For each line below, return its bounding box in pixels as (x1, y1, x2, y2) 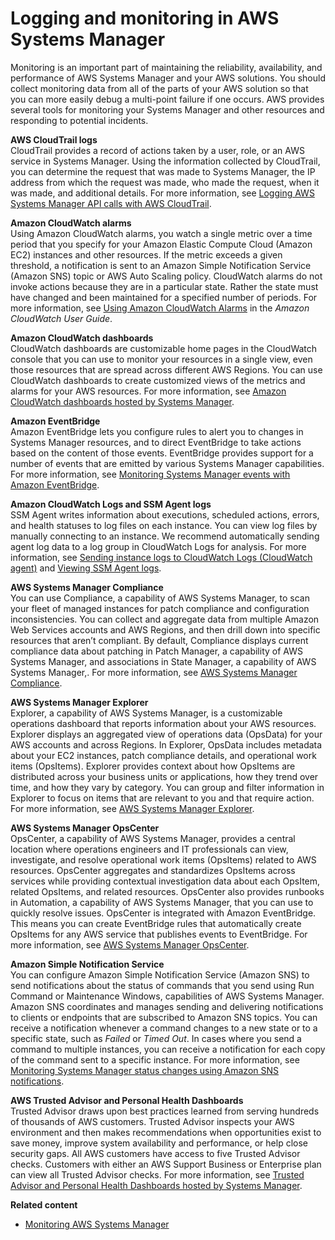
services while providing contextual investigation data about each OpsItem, (10, 875, 321, 887)
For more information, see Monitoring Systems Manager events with (10, 468, 291, 480)
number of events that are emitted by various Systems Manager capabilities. (10, 457, 325, 469)
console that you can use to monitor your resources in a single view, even (10, 353, 313, 365)
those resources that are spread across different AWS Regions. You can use (10, 363, 323, 376)
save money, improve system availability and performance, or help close (10, 1137, 309, 1149)
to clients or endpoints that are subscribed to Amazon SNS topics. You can (10, 1011, 318, 1023)
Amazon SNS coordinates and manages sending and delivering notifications (10, 1000, 324, 1012)
